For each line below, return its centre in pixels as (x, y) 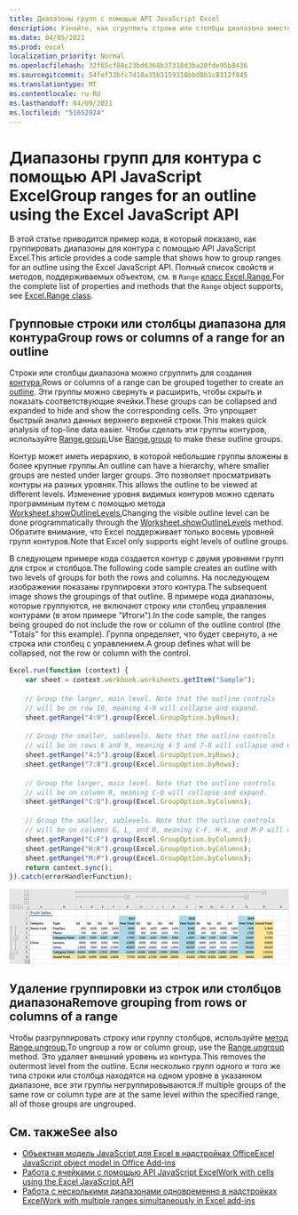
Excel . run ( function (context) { (69, 671)
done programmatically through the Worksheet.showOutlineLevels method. (146, 523)
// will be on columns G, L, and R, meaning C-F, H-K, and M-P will (154, 830)
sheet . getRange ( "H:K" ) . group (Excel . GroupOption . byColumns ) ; (138, 849)
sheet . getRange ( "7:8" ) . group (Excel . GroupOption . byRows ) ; (133, 764)
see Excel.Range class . (51, 296)
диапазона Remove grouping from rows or (128, 1002)
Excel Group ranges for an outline (133, 195)
